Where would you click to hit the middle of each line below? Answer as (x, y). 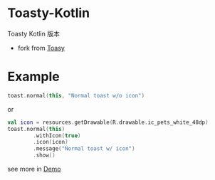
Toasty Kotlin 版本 (34, 33)
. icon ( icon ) (51, 142)
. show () (44, 155)
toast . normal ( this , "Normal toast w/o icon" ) (76, 95)
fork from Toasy (41, 48)
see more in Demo (34, 169)
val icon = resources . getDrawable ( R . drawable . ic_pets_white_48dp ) (108, 122)
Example (33, 77)
